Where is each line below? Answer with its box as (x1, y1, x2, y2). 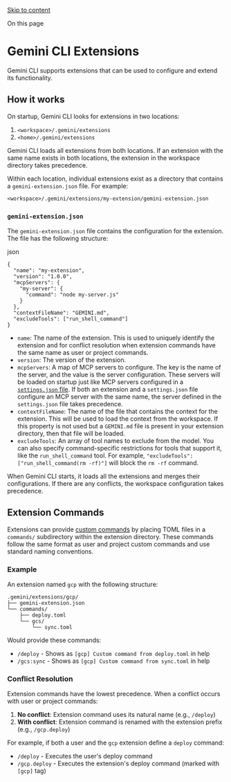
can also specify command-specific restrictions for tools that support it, (17, 444, 223, 453)
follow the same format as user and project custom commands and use (7, 540, 210, 548)
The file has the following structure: (7, 235, 109, 243)
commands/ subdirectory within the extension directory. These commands (7, 532, 214, 540)
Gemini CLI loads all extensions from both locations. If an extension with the (7, 146, 223, 154)
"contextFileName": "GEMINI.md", (13, 309, 110, 317)
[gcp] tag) (17, 767, 46, 775)
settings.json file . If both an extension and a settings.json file (17, 385, 198, 394)
